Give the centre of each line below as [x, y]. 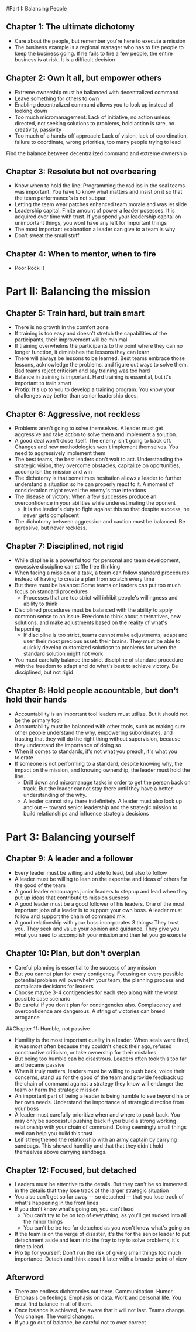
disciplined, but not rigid [44, 672]
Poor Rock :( [30, 268]
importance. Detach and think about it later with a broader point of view [101, 1259]
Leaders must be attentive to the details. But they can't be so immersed [101, 1184]
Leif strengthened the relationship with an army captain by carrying [96, 1139]
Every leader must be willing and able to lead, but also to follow [91, 872]
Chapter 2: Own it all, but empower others [84, 78]
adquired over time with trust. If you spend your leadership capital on [98, 217]
